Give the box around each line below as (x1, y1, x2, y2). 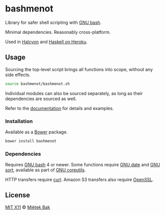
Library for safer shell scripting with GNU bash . (5, 19, 102, 25)
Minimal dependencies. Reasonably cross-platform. (5, 29, 111, 35)
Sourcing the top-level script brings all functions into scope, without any (5, 66, 153, 72)
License (5, 191, 30, 200)
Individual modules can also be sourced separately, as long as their (5, 90, 143, 96)
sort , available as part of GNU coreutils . (5, 167, 86, 173)
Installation (5, 117, 33, 124)
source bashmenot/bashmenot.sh (5, 81, 70, 86)
